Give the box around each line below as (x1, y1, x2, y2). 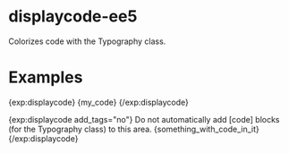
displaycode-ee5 (8, 6, 138, 27)
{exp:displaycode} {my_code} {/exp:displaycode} (8, 97, 190, 107)
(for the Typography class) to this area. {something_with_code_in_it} (8, 123, 260, 134)
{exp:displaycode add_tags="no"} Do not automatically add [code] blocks (8, 114, 280, 124)
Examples (8, 67, 83, 88)
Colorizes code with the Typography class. (8, 36, 166, 47)
